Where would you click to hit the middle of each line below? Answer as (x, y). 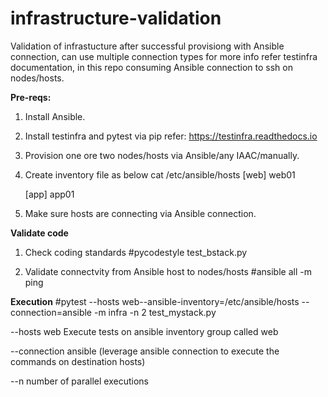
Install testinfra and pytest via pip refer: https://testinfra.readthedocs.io (171, 136)
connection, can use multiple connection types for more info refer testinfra (164, 56)
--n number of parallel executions (79, 381)
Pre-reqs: (31, 97)
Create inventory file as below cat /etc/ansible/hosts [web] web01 (160, 174)
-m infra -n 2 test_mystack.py (155, 312)
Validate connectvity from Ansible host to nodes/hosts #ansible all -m (168, 271)
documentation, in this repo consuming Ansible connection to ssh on (151, 67)
